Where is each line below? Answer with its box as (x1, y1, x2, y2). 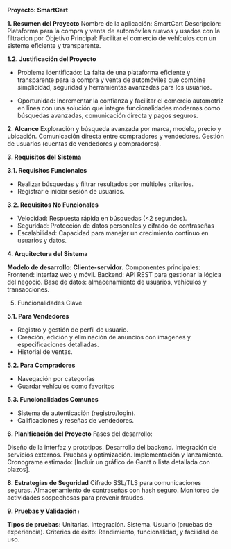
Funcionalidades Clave (17, 298, 83, 307)
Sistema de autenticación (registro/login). (17, 409, 136, 417)
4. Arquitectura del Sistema (7, 250, 88, 257)
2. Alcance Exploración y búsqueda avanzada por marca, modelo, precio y (7, 125, 221, 133)
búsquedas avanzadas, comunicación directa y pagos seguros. (17, 111, 198, 119)
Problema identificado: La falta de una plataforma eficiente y (17, 69, 191, 76)
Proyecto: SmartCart (7, 6, 68, 14)
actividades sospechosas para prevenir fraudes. (7, 493, 146, 502)
